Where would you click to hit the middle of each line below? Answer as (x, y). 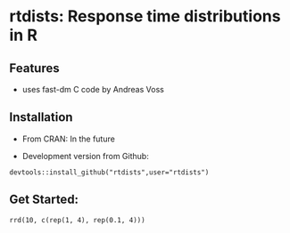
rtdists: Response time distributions (145, 16)
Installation (41, 117)
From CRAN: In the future (69, 139)
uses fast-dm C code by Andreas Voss (93, 89)
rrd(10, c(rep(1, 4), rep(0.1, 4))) (77, 220)
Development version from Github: (85, 156)
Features (34, 68)
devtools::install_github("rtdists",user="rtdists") (109, 172)
